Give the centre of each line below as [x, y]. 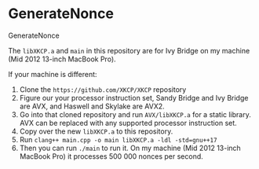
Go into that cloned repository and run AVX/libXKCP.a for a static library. [135, 114]
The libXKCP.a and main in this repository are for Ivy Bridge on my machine [129, 50]
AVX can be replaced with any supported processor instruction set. [128, 123]
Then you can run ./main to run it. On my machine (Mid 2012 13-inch [130, 148]
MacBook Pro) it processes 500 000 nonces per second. [111, 156]
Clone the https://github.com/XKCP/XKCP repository [103, 89]
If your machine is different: [53, 74]
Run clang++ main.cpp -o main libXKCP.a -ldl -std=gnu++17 [118, 139]
